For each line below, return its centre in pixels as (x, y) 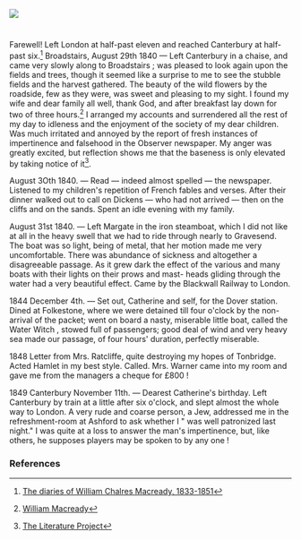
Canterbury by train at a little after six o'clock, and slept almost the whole (144, 402)
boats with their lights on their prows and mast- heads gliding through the (145, 274)
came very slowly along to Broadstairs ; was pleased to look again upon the (149, 65)
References (35, 464)
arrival (21, 320)
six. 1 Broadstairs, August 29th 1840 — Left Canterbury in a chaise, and (158, 55)
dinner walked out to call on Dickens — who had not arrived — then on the (146, 200)
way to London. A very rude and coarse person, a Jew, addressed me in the (149, 412)
